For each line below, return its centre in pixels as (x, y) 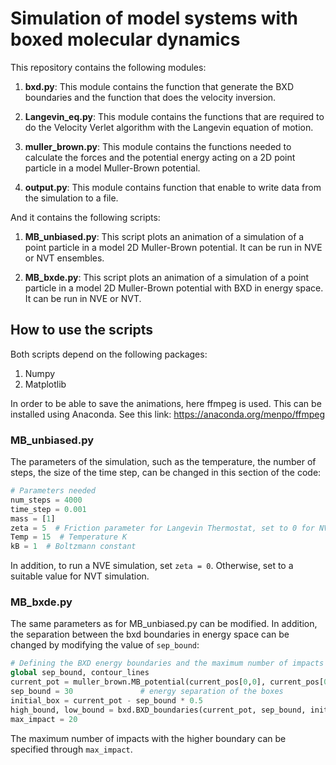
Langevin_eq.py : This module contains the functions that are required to (174, 116)
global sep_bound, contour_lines (80, 673)
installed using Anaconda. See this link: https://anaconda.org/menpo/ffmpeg (168, 414)
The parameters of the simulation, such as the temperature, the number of (163, 462)
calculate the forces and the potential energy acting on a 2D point (160, 157)
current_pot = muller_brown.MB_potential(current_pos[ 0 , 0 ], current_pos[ (167, 682)
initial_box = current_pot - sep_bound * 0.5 (106, 700)
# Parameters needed (53, 491)
